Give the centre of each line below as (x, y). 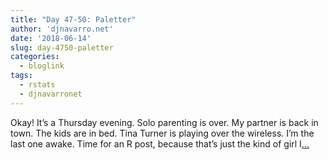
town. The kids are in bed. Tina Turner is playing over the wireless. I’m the (162, 133)
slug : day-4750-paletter (62, 47)
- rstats (37, 85)
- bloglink (42, 66)
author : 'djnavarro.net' (62, 29)
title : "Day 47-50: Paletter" (73, 19)
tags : (21, 76)
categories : (35, 57)
